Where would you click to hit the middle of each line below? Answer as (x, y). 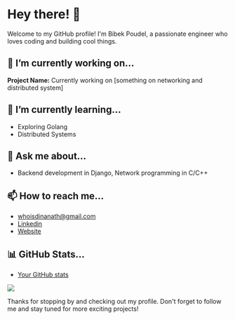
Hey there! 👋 (44, 14)
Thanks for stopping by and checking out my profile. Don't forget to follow (114, 301)
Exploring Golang (42, 126)
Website (29, 232)
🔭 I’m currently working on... (71, 64)
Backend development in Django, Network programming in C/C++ (113, 173)
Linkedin (30, 224)
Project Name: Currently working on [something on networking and (105, 80)
